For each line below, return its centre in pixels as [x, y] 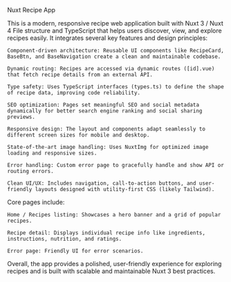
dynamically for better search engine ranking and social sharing [105, 111]
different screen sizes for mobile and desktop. [78, 135]
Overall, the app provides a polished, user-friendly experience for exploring [114, 264]
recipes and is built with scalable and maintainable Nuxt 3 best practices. [111, 271]
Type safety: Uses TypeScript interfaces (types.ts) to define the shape [116, 87]
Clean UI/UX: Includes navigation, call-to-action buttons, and [102, 183]
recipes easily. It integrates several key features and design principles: [108, 38]
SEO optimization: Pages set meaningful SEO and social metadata [103, 105]
